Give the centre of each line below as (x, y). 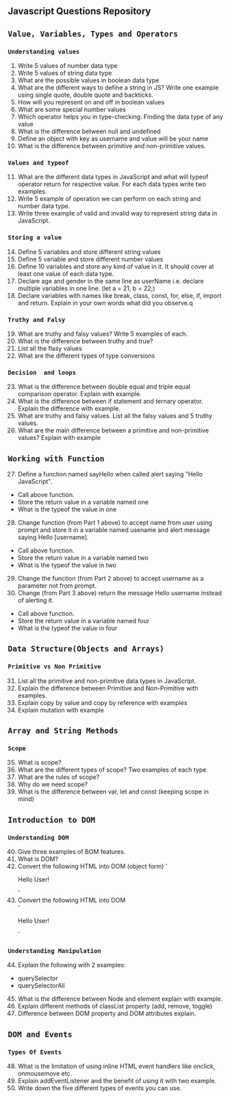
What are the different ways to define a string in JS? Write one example (118, 88)
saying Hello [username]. (53, 537)
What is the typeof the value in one (67, 509)
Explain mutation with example (61, 710)
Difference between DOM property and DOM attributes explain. (107, 1014)
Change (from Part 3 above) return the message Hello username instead (119, 593)
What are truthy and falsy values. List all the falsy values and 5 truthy (115, 416)
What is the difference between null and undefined (89, 131)
